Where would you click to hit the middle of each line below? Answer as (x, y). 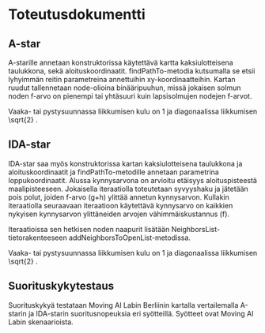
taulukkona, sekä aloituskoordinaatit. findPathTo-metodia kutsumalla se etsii (132, 71)
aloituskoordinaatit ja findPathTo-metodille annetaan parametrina (114, 172)
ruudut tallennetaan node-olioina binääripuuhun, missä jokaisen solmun (125, 88)
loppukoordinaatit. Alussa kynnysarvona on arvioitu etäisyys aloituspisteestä (132, 180)
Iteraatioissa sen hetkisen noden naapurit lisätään (89, 229)
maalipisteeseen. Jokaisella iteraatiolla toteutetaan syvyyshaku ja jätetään (129, 189)
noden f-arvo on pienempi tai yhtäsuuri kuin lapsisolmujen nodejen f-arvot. (130, 96)
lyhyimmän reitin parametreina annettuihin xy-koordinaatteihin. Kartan (122, 79)
